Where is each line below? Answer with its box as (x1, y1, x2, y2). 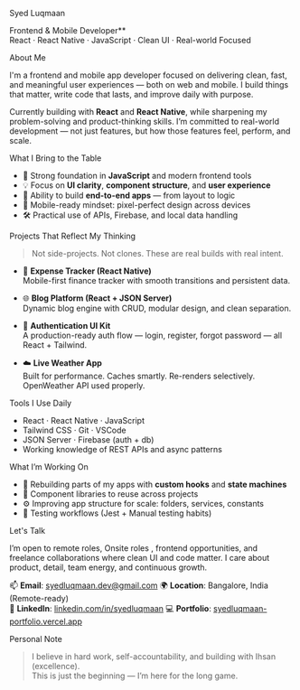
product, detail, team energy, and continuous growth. (9, 562, 208, 573)
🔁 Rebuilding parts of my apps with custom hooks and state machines (22, 479, 287, 490)
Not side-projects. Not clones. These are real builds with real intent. (31, 248, 284, 258)
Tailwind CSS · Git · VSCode (22, 424, 127, 435)
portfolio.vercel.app (9, 616, 83, 627)
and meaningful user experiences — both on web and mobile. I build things (9, 79, 289, 89)
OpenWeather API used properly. (22, 380, 145, 391)
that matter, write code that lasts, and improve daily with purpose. (9, 89, 254, 99)
